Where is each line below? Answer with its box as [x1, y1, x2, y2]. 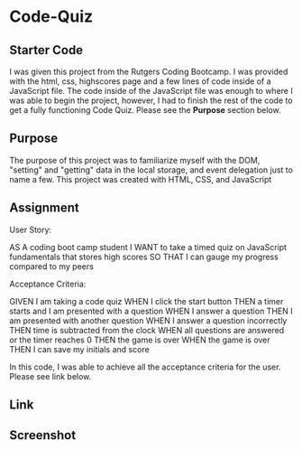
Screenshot [9, 427, 77, 444]
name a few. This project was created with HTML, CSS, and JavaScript [9, 173, 272, 184]
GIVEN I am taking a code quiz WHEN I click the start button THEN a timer [9, 295, 284, 306]
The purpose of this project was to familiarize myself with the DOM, [9, 154, 261, 165]
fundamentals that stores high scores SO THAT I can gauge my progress [9, 251, 279, 262]
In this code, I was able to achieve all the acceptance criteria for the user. [9, 361, 281, 372]
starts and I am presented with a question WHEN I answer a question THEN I [9, 305, 293, 316]
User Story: [9, 224, 52, 235]
